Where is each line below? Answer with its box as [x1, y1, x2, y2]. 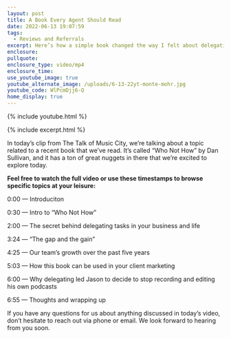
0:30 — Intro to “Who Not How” [7, 208, 97, 216]
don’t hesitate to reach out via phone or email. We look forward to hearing [7, 316, 217, 325]
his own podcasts [7, 282, 57, 290]
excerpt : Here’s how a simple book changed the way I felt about [7, 42, 198, 49]
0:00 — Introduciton [7, 195, 64, 203]
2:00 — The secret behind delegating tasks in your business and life [7, 222, 201, 229]
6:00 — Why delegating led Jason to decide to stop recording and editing [7, 275, 215, 283]
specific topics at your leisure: [7, 182, 96, 189]
